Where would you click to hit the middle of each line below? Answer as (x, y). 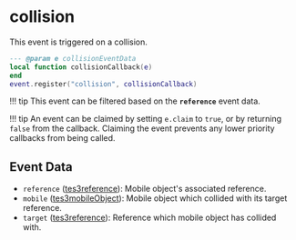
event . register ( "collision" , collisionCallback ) (103, 84)
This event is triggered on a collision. (79, 42)
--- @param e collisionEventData (73, 58)
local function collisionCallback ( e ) (81, 67)
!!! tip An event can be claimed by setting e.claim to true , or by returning (146, 119)
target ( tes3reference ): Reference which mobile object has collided (149, 218)
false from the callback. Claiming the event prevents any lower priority (142, 128)
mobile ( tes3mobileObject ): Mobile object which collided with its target (155, 198)
